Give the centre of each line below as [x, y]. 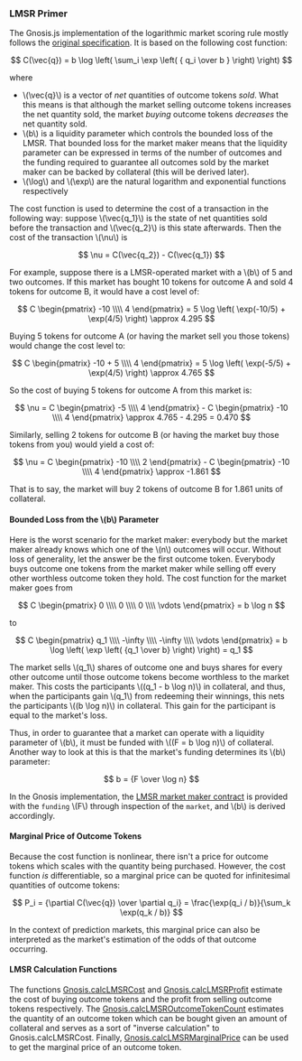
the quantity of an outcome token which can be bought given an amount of [148, 1018]
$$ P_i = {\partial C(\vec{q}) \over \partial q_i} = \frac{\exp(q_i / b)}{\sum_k [151, 902]
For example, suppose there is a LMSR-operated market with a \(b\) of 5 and [151, 273]
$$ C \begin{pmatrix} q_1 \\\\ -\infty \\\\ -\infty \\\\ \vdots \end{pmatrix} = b [151, 640]
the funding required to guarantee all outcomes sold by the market [146, 163]
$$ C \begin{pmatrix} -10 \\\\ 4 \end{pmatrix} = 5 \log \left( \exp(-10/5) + [151, 309]
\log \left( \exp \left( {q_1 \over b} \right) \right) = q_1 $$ [151, 649]
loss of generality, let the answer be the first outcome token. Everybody [142, 559]
